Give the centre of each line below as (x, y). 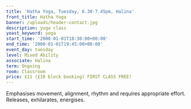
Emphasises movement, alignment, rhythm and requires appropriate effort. (96, 94)
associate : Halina (28, 60)
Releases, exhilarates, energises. (46, 100)
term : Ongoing (23, 66)
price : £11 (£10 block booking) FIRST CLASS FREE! (69, 77)
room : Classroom (26, 71)
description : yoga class (36, 28)
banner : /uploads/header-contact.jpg (52, 22)
